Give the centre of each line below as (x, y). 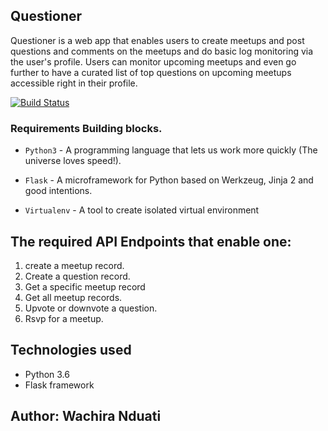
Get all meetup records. (73, 297)
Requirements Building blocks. (86, 128)
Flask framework (59, 385)
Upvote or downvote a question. (91, 308)
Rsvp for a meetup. (64, 318)
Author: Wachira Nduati (86, 416)
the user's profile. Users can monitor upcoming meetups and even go (153, 61)
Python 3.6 (47, 374)
